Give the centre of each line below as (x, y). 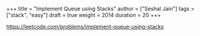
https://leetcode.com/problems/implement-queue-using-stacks (85, 27)
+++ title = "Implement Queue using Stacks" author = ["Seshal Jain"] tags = (100, 9)
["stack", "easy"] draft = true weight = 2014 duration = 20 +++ (84, 15)
